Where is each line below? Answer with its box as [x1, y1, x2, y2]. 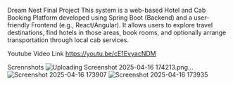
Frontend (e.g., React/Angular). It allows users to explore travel [31, 21, 213, 29]
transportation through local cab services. [7, 36, 129, 44]
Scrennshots [7, 63, 44, 71]
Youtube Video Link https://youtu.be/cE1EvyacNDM [7, 49, 156, 58]
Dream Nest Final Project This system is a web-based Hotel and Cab [7, 6, 206, 14]
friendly [7, 21, 30, 29]
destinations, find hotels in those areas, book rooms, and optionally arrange [7, 28, 227, 37]
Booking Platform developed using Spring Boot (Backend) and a [7, 13, 192, 22]
